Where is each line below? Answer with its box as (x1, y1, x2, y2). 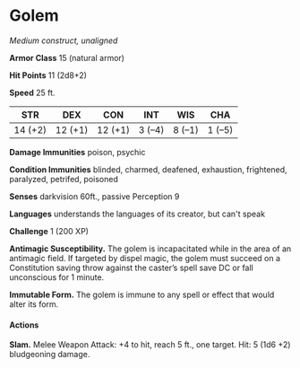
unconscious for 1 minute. (9, 271, 105, 283)
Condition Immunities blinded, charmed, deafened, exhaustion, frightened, (9, 163, 288, 175)
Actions (9, 320, 39, 330)
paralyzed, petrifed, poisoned (9, 173, 118, 184)
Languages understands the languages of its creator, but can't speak (9, 208, 266, 219)
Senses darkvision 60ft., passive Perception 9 (9, 190, 180, 202)
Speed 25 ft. (9, 87, 56, 98)
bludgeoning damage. (9, 349, 90, 360)
